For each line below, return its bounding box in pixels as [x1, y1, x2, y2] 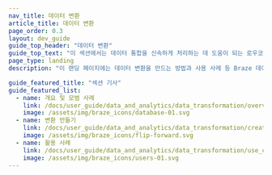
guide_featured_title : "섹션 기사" [8, 78, 121, 87]
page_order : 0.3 [8, 27, 63, 35]
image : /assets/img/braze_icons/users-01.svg [23, 154, 180, 162]
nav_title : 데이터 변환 [8, 11, 80, 20]
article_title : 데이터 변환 [8, 19, 95, 27]
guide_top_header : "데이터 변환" [8, 42, 113, 50]
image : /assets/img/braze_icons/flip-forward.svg [23, 131, 194, 140]
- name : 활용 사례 [15, 139, 71, 147]
